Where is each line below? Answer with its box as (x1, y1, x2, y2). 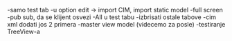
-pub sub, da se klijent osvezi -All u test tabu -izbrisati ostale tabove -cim (7, 13, 217, 21)
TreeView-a (7, 27, 40, 36)
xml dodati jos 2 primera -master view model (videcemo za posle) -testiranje (7, 20, 226, 28)
